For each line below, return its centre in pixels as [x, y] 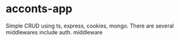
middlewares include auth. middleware [54, 32]
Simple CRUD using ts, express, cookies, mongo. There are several [90, 26]
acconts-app [39, 9]
